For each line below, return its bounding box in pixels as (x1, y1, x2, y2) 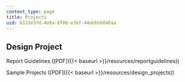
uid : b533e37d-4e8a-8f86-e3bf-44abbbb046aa (6, 20, 117, 26)
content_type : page (6, 8, 55, 15)
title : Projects (6, 14, 47, 20)
